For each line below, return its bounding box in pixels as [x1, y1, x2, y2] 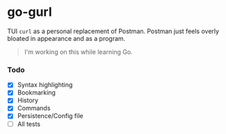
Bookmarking [17, 88, 56, 97]
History [17, 96, 39, 104]
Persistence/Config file [17, 112, 83, 120]
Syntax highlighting [17, 81, 73, 89]
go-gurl [7, 4, 52, 20]
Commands [17, 104, 51, 113]
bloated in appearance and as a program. [7, 34, 126, 42]
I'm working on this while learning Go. [24, 48, 134, 56]
